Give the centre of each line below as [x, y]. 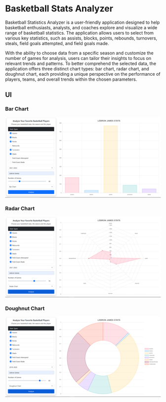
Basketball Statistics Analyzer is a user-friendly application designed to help [83, 22]
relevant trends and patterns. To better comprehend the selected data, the [81, 63]
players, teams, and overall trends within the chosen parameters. [71, 79]
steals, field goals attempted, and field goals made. [57, 43]
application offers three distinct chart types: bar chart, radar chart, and [77, 69]
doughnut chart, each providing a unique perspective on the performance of [83, 74]
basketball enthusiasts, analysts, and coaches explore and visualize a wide [81, 27]
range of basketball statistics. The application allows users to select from [80, 33]
